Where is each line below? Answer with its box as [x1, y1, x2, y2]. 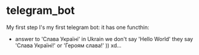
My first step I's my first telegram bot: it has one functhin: [6, 24, 149, 31]
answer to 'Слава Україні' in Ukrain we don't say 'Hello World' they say [15, 35, 194, 42]
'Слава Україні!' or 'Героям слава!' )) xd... [15, 42, 122, 49]
